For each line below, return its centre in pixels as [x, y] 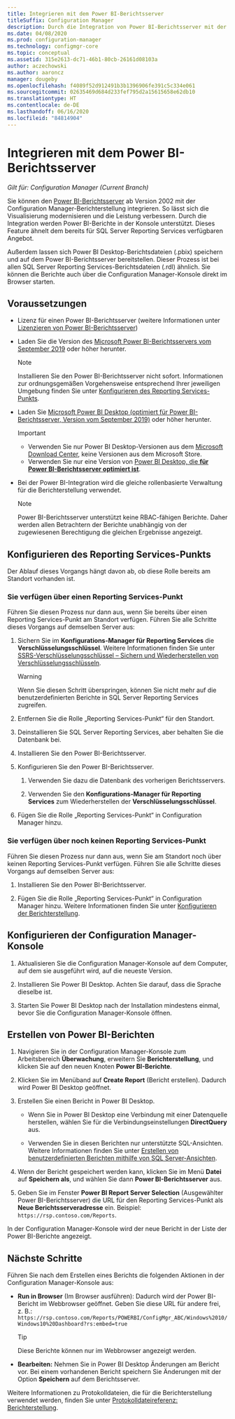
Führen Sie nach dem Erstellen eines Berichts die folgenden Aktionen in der [116, 1275]
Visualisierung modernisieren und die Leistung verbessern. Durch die [107, 215]
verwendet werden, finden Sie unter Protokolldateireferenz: [93, 1400]
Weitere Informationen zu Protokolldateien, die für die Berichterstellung [109, 1393]
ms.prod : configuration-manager [54, 40]
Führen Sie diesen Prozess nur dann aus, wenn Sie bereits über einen [107, 612]
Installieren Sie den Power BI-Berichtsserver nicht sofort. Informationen [120, 376]
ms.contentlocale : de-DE [43, 105]
